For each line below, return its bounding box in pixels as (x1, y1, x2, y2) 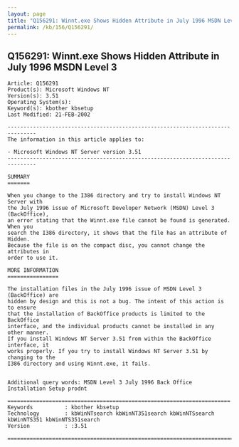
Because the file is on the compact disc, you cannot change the (7, 242, 205, 249)
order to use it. (7, 254, 59, 262)
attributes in (7, 248, 50, 256)
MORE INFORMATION (7, 267, 59, 274)
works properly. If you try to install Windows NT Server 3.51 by (7, 348, 208, 355)
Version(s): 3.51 (7, 93, 59, 100)
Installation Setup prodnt (7, 385, 87, 392)
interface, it (7, 342, 50, 349)
